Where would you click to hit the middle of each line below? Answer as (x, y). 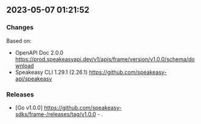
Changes (20, 27)
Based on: (19, 41)
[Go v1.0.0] (29, 108)
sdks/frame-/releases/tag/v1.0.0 (55, 114)
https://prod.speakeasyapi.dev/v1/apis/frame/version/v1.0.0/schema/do (105, 59)
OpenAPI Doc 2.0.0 (39, 53)
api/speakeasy (33, 78)
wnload (24, 65)
